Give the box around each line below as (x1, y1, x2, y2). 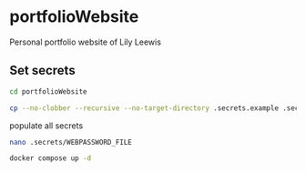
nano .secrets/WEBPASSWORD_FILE (9, 137, 132, 147)
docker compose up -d (9, 154, 92, 163)
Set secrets (9, 63, 76, 78)
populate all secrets (9, 120, 84, 131)
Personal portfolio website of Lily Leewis (9, 36, 162, 47)
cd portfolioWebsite (9, 86, 88, 96)
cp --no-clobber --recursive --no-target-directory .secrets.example (9, 103, 280, 113)
